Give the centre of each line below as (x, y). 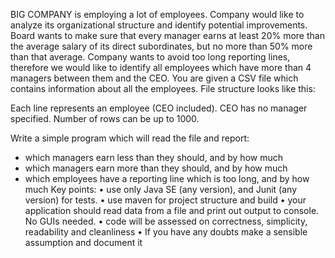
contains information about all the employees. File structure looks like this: (163, 88)
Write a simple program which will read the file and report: (130, 138)
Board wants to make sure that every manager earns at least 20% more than (167, 35)
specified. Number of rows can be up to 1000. (105, 118)
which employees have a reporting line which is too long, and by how (167, 178)
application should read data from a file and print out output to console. (172, 210)
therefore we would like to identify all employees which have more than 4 (161, 67)
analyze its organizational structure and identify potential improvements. (159, 25)
